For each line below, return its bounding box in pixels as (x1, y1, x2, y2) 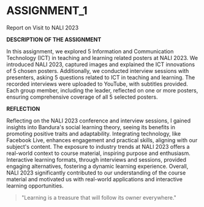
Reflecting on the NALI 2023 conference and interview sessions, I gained (6, 117, 191, 124)
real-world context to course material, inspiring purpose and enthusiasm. (6, 149, 191, 157)
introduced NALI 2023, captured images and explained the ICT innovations (6, 61, 195, 68)
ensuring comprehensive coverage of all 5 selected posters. (6, 93, 158, 100)
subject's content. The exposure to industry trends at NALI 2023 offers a (6, 143, 190, 150)
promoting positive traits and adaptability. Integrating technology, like (6, 130, 181, 137)
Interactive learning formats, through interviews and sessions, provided (6, 156, 187, 163)
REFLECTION (6, 105, 40, 112)
